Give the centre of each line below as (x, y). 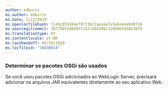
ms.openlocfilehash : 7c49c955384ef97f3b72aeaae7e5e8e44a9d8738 (74, 24)
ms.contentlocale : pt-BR (32, 39)
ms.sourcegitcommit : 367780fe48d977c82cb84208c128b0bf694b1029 (74, 29)
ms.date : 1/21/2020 (26, 19)
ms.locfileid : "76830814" (33, 48)
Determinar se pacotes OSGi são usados (56, 66)
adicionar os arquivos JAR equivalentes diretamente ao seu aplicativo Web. (84, 82)
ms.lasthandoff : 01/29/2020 (35, 43)
